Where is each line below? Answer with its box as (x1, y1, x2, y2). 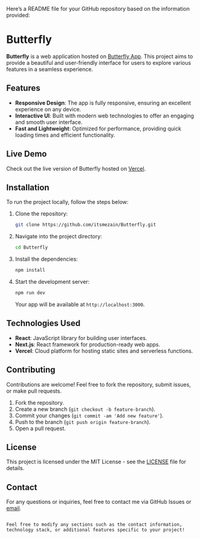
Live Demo (6, 149, 47, 159)
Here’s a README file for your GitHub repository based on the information (6, 5, 190, 12)
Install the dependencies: (15, 255, 79, 263)
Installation (6, 182, 50, 192)
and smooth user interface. (15, 118, 83, 126)
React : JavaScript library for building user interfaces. (15, 334, 147, 341)
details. (6, 465, 25, 472)
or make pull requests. (6, 387, 62, 394)
